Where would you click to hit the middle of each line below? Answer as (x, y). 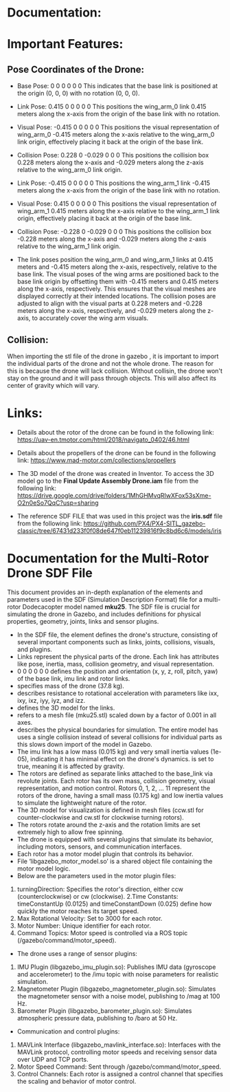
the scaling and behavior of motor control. (77, 1081)
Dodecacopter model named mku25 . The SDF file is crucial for (111, 607)
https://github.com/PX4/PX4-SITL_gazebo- (145, 523)
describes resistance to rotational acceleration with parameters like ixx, (118, 693)
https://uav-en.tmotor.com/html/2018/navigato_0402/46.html (103, 439)
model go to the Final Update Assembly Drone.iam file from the (108, 481)
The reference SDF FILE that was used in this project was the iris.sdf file (120, 516)
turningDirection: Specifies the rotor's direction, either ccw (100, 889)
